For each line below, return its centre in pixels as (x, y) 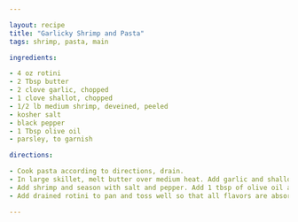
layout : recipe (37, 25)
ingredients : (33, 57)
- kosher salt (35, 115)
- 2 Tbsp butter (39, 82)
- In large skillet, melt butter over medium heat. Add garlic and (137, 180)
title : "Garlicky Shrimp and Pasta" (77, 33)
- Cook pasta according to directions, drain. (97, 172)
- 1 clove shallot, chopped (61, 98)
